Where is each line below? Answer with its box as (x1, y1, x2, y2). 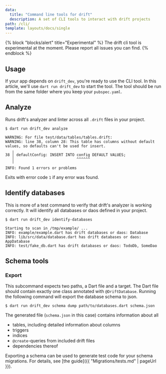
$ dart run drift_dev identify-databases (5, 217, 93, 222)
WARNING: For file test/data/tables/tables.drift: (5, 134, 113, 140)
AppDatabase (5, 238, 30, 244)
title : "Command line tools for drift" (9, 12, 93, 17)
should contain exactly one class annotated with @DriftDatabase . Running (5, 288, 156, 294)
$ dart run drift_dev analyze (5, 126, 68, 131)
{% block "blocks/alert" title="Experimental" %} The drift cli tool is (5, 39, 142, 45)
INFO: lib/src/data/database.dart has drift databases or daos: (5, 234, 142, 239)
